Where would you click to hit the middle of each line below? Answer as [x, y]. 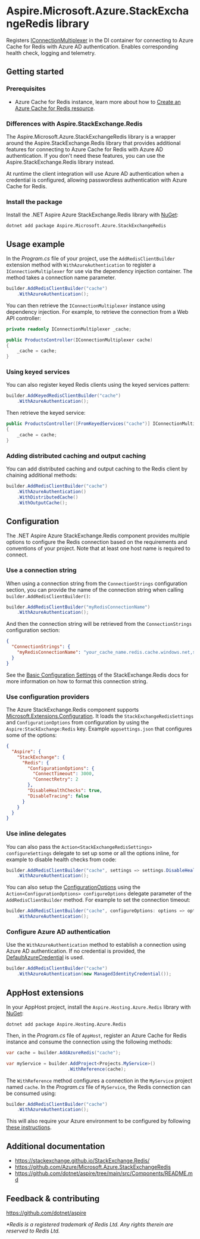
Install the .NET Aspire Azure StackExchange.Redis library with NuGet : [92, 215]
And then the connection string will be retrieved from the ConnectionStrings [99, 624]
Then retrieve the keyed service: [46, 413]
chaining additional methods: [42, 475]
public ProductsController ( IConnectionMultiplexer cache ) [79, 340]
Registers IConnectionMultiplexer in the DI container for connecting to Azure [100, 40]
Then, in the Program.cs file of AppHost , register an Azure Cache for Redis [96, 1035]
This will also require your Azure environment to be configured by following [98, 1121]
